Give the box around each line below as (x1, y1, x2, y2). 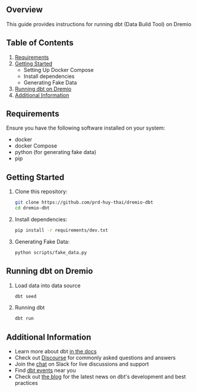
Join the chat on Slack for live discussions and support (14, 360, 150, 368)
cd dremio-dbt (14, 205, 50, 211)
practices (14, 380, 39, 387)
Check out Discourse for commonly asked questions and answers (14, 354, 176, 362)
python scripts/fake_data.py (14, 249, 87, 255)
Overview (6, 5, 43, 15)
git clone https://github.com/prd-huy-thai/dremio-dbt (14, 199, 154, 206)
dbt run (14, 315, 34, 322)
